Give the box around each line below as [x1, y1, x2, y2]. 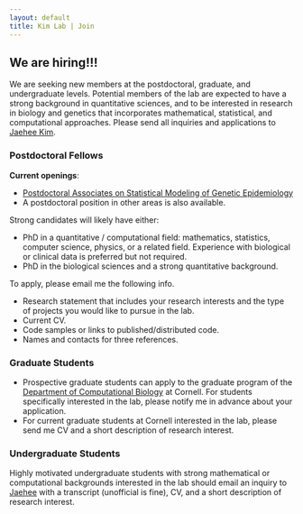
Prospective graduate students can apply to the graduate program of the [22, 376, 293, 388]
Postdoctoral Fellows [9, 150, 104, 162]
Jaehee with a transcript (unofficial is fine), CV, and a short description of [9, 487, 282, 498]
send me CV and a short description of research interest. [22, 425, 234, 436]
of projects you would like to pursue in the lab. [22, 305, 195, 316]
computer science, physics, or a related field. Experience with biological [22, 241, 291, 252]
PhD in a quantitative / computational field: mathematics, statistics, [22, 232, 271, 243]
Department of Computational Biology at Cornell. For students [22, 386, 252, 397]
